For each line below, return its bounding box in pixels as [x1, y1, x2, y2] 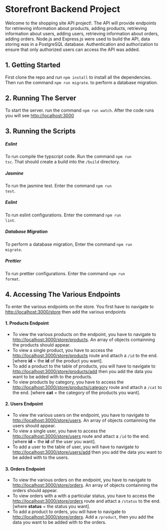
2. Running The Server [5, 94, 76, 103]
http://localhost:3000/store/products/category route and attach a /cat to [12, 384, 162, 390]
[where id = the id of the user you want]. [12, 439, 96, 445]
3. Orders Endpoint [5, 466, 45, 472]
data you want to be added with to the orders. [12, 520, 107, 526]
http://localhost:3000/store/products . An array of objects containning [12, 337, 156, 343]
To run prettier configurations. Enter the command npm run [5, 270, 126, 276]
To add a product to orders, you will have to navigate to [12, 509, 126, 515]
